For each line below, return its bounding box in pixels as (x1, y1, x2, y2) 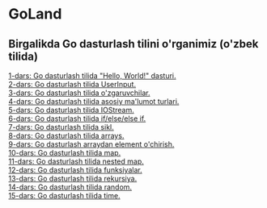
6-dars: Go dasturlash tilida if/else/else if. (8, 114, 146, 123)
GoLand (8, 5, 62, 23)
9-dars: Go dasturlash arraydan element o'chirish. (8, 139, 175, 149)
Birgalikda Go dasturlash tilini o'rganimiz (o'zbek (8, 37, 259, 51)
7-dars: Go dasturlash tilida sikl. (8, 123, 115, 131)
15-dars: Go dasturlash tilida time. (8, 191, 121, 200)
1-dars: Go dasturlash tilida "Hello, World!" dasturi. (8, 71, 176, 81)
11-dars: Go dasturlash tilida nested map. (8, 156, 144, 166)
